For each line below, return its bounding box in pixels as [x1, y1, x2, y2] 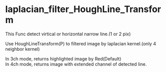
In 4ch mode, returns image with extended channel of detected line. [5, 61, 147, 67]
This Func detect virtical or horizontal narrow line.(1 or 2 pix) [5, 31, 131, 37]
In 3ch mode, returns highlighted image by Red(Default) [5, 55, 121, 61]
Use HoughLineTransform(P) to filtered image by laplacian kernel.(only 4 [5, 40, 156, 46]
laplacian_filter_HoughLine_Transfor [5, 4, 161, 15]
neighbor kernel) [5, 46, 40, 52]
